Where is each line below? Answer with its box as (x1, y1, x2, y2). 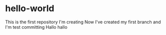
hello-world (5, 3, 55, 14)
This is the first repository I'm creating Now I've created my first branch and (5, 19, 161, 25)
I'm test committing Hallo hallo (5, 24, 68, 30)
